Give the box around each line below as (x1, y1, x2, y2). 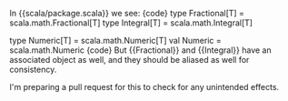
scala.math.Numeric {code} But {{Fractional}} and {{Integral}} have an (9, 45, 272, 56)
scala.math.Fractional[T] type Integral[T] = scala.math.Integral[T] (9, 17, 253, 28)
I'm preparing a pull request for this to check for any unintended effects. (9, 82, 280, 92)
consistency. (9, 64, 57, 75)
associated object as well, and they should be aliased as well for (9, 55, 250, 65)
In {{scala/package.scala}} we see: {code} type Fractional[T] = (9, 8, 245, 18)
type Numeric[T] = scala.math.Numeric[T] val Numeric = (9, 35, 222, 45)
